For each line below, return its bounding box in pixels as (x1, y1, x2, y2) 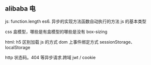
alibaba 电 (5, 4, 36, 13)
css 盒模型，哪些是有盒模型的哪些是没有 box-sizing (5, 29, 107, 34)
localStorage (5, 44, 30, 50)
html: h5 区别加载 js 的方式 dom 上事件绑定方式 (5, 39, 99, 45)
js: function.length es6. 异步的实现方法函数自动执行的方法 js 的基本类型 (5, 18, 147, 24)
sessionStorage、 (99, 39, 135, 45)
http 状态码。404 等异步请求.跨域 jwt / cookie (5, 54, 96, 60)
